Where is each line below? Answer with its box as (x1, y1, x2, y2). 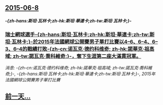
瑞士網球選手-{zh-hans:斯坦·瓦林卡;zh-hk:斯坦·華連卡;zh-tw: (5, 31, 150, 38)
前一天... (5, 92, 31, 101)
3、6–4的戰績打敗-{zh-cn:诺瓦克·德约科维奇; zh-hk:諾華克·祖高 (5, 46, 154, 52)
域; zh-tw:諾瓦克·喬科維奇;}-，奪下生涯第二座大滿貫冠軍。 (5, 53, 142, 60)
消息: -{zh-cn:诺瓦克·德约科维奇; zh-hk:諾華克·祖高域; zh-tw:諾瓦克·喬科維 (5, 65, 152, 70)
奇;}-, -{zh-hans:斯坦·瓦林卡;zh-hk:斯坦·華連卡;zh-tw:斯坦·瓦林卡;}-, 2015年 (5, 71, 156, 77)
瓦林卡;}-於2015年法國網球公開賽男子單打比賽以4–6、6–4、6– (11, 39, 158, 45)
